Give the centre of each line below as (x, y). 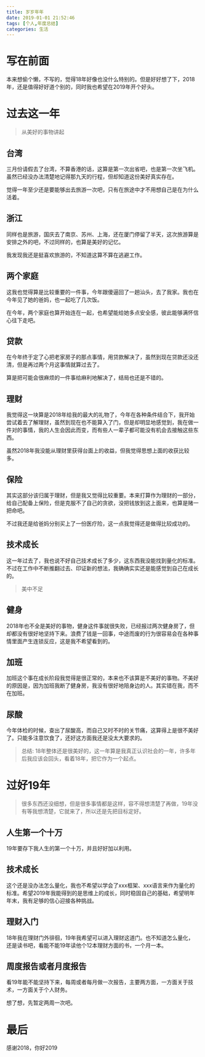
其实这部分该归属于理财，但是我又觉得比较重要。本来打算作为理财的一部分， (103, 495)
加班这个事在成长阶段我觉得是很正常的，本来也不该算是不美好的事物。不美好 (103, 678)
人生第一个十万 (34, 832)
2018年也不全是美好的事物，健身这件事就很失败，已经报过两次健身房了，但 (101, 626)
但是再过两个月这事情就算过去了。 (59, 365)
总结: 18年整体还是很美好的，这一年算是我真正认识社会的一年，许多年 (109, 751)
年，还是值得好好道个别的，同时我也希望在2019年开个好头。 (82, 87)
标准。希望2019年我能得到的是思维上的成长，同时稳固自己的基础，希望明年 (101, 893)
